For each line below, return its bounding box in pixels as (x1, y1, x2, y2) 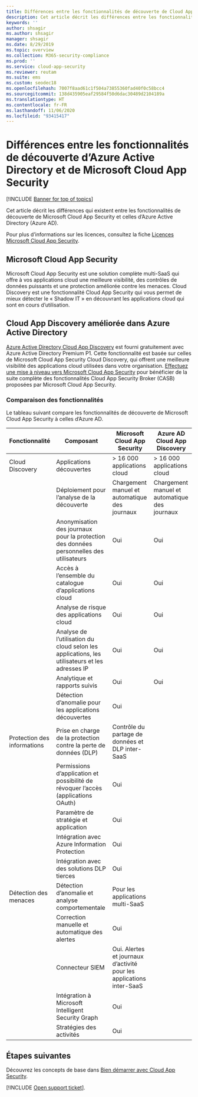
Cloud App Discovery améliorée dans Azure (6, 318, 170, 328)
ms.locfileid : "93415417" (6, 113, 70, 119)
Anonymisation (55, 518, 98, 526)
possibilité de (55, 777, 93, 785)
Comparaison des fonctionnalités (6, 396, 104, 404)
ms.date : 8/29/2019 (6, 42, 54, 48)
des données (55, 540, 93, 548)
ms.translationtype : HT (6, 96, 65, 102)
